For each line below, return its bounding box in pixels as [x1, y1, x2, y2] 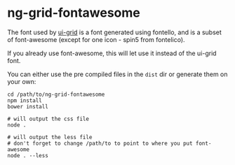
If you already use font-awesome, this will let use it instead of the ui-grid [7, 49, 217, 57]
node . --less [7, 152, 49, 159]
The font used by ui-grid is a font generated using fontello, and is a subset [7, 28, 222, 36]
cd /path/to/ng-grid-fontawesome [7, 91, 105, 98]
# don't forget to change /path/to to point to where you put [7, 140, 193, 147]
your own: [7, 77, 36, 85]
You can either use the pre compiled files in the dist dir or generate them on [7, 70, 228, 78]
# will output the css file [7, 115, 90, 122]
